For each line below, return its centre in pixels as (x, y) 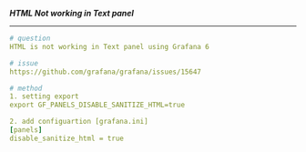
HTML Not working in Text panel (72, 13)
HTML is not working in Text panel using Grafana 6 (109, 46)
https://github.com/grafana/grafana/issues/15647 (106, 72)
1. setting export (44, 96)
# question (30, 38)
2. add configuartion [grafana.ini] (79, 122)
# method (26, 88)
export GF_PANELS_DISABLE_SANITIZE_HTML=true (97, 105)
